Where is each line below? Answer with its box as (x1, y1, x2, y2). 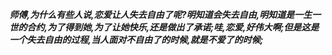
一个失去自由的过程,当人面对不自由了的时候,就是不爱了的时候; (9, 34, 264, 45)
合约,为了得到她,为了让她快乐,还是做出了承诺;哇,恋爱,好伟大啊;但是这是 (26, 21, 319, 33)
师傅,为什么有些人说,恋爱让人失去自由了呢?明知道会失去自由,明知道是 (9, 9, 295, 20)
